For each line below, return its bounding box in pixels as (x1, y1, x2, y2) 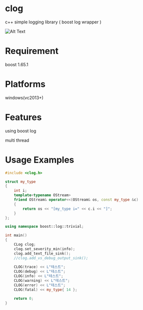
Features (5, 112, 42, 123)
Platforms (5, 79, 45, 90)
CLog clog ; (14, 242, 36, 247)
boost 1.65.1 (5, 61, 28, 67)
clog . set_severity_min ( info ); (14, 246, 76, 251)
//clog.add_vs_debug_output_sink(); (14, 255, 89, 260)
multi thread (5, 137, 29, 143)
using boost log (5, 128, 37, 134)
